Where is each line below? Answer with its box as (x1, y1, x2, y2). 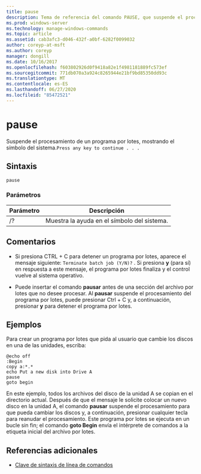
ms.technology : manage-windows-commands (6, 25, 109, 32)
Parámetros (6, 191, 41, 199)
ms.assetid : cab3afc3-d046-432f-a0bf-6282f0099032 (6, 36, 135, 42)
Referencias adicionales (6, 445, 98, 455)
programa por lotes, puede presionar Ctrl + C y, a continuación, (14, 296, 172, 303)
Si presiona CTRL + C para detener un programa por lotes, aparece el (14, 252, 187, 260)
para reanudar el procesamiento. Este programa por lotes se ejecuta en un (6, 415, 190, 423)
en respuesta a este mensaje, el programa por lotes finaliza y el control (14, 265, 190, 273)
